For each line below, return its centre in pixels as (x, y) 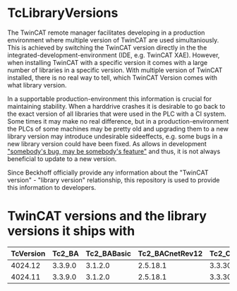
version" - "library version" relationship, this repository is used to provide (114, 180)
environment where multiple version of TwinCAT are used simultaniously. (113, 40)
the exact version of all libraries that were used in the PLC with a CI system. (117, 114)
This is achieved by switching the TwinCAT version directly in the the (107, 47)
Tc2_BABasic (109, 254)
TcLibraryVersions (63, 13)
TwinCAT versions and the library (107, 216)
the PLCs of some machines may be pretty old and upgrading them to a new (118, 129)
